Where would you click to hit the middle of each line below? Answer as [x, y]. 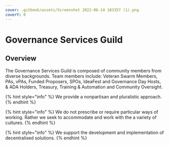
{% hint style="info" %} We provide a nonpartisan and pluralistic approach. [83, 96]
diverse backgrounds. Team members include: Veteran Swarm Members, [81, 76]
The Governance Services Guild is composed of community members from [83, 70]
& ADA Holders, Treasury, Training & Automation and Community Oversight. [84, 87]
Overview [21, 59]
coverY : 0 [16, 15]
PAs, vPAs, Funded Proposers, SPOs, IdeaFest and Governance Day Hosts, [83, 81]
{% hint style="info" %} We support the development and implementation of [85, 132]
